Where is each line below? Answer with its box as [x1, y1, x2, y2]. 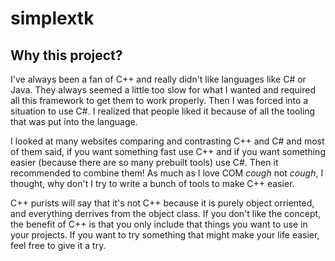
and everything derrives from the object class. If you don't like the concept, [10, 208, 322, 219]
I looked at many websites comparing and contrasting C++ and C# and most [10, 135, 325, 147]
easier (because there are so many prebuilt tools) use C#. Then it [10, 157, 279, 168]
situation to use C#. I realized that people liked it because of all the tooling [10, 105, 316, 117]
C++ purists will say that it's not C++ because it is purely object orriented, [10, 197, 315, 209]
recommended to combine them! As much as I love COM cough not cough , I [10, 167, 324, 179]
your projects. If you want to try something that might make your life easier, [10, 229, 320, 241]
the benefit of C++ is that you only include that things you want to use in [10, 218, 308, 230]
